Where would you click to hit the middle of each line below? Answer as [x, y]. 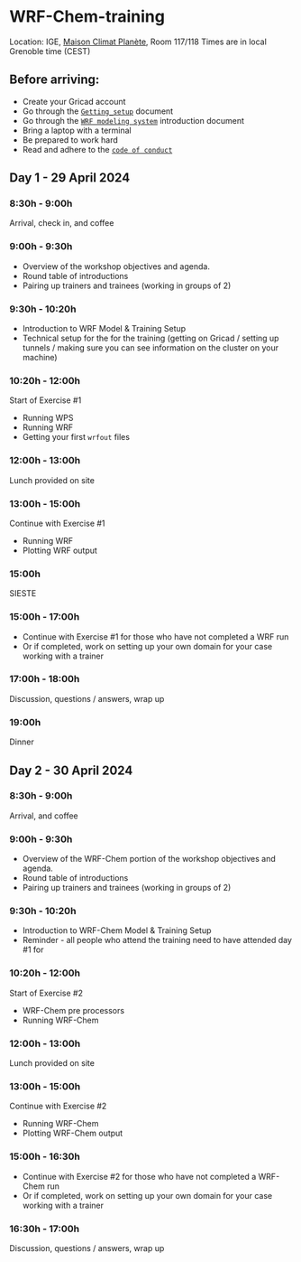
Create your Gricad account [74, 101]
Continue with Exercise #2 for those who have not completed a [139, 1176]
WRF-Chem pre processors [73, 1010]
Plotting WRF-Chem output [73, 1133]
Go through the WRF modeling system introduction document [133, 120]
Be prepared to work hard [70, 140]
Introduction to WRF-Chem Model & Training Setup [117, 930]
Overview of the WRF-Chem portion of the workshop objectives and [149, 859]
